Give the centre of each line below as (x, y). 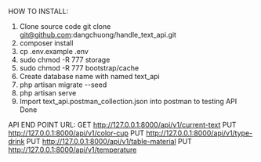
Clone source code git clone (65, 26)
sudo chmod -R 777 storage (65, 59)
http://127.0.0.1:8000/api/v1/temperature (72, 149)
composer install (46, 43)
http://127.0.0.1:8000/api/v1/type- (199, 133)
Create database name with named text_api (89, 76)
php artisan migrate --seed (63, 85)
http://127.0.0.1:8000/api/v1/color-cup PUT (76, 133)
